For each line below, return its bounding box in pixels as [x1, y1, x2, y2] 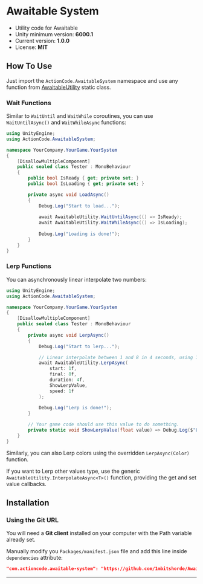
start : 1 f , [49, 366, 77, 372]
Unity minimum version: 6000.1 [14, 30, 94, 37]
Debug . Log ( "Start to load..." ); [38, 203, 120, 209]
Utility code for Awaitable [14, 24, 79, 31]
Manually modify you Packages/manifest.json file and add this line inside [6, 548, 187, 555]
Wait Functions [6, 99, 51, 107]
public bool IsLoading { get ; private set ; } [28, 181, 145, 187]
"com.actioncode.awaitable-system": [6, 566, 98, 572]
